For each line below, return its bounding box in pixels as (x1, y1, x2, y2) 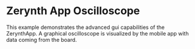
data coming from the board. (6, 36, 77, 43)
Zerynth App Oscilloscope (6, 4, 140, 18)
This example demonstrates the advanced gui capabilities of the (6, 24, 165, 31)
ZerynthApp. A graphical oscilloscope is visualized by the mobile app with (6, 30, 189, 37)
